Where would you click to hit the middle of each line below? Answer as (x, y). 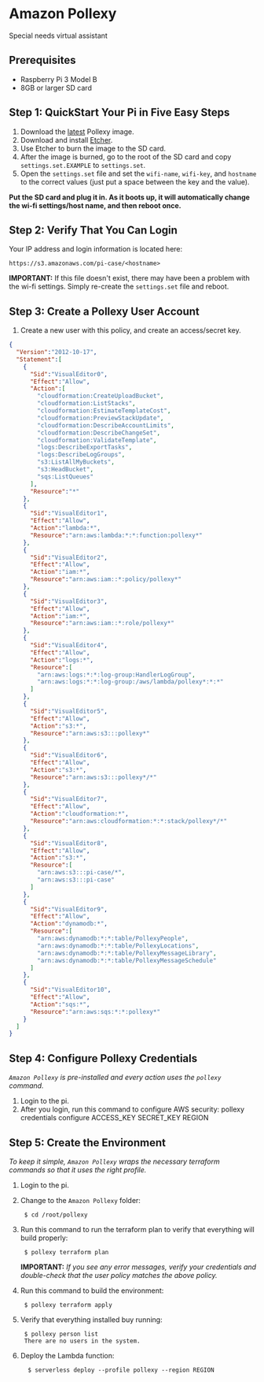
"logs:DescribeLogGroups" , (81, 455)
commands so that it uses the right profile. (78, 1170)
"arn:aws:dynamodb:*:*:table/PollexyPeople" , (113, 939)
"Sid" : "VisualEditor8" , (69, 843)
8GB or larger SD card (56, 88)
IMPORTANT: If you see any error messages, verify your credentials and (138, 1267)
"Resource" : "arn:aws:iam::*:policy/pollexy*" (105, 579)
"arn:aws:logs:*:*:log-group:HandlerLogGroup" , (116, 675)
